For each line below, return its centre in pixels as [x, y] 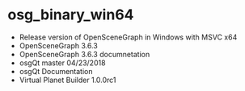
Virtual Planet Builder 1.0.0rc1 [68, 80]
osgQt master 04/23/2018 [62, 63]
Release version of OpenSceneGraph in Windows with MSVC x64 [128, 37]
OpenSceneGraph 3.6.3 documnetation [84, 54]
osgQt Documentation [56, 71]
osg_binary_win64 [71, 15]
